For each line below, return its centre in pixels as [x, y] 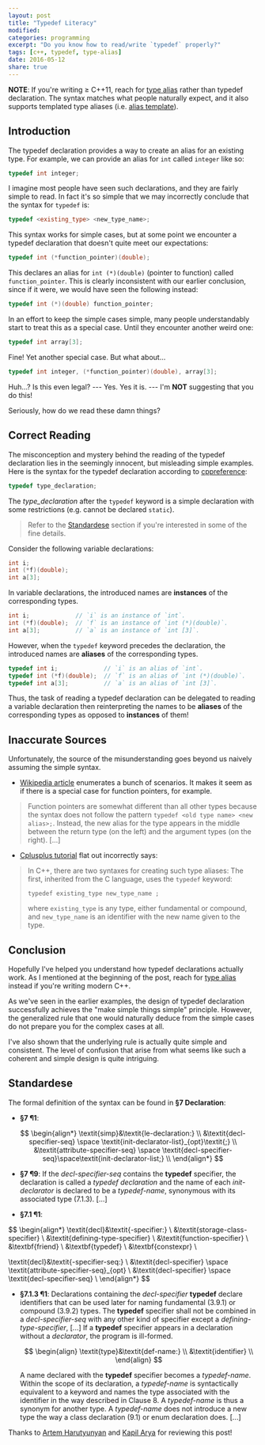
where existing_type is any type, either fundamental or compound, [137, 908]
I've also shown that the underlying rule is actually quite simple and [118, 1042]
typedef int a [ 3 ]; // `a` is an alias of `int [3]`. [113, 683]
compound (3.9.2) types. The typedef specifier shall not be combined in [138, 1310]
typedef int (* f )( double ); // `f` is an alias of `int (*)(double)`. [127, 676]
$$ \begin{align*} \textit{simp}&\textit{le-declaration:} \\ [111, 1133]
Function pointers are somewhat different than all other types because [142, 806]
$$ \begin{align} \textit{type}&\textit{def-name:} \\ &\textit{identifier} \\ [139, 1351]
